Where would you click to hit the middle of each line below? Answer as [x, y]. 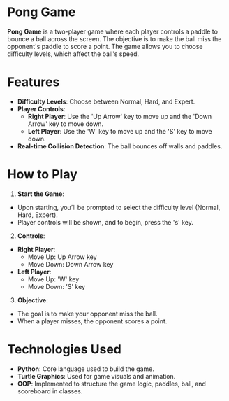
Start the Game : [41, 194]
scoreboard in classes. [50, 391]
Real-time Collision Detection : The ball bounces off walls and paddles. [120, 146]
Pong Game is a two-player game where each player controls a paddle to [113, 31]
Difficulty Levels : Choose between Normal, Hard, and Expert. [106, 101]
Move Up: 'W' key [53, 279]
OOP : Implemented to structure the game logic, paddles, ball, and [111, 384]
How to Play [43, 175]
